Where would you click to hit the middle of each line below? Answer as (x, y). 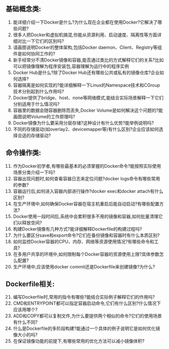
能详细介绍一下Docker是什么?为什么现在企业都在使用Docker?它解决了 (85, 22)
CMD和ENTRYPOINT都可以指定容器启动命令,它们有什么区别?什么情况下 (87, 303)
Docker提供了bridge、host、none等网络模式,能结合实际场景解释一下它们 (88, 98)
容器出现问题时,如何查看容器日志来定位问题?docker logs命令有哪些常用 (87, 178)
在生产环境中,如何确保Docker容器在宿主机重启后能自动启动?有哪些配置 (86, 203)
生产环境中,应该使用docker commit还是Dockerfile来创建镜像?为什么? (84, 266)
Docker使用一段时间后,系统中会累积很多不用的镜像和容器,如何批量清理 (86, 216)
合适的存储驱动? (34, 135)
